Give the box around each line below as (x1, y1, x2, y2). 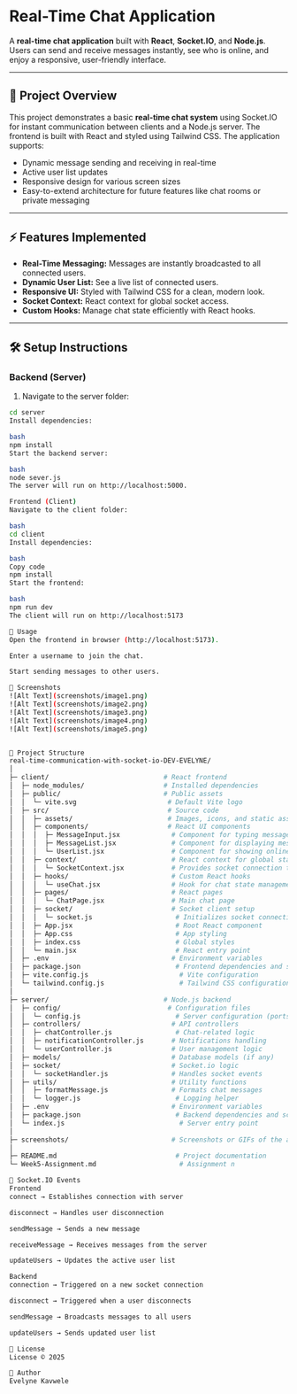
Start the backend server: (9, 449, 109, 458)
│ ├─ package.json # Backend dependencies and (9, 1111, 278, 1119)
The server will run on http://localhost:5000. (9, 481, 188, 491)
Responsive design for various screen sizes (21, 175, 181, 187)
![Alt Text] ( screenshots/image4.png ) (9, 716, 148, 725)
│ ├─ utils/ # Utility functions (9, 1078, 247, 1087)
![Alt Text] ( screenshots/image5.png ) (9, 724, 148, 733)
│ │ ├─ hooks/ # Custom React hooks (9, 871, 251, 880)
